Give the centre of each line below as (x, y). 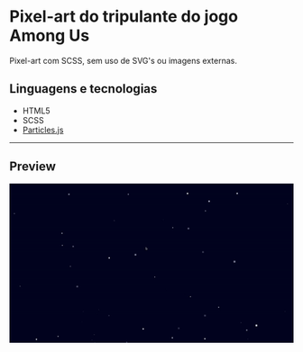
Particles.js (43, 130)
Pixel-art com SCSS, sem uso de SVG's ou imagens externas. (123, 60)
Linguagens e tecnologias (83, 89)
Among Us (50, 36)
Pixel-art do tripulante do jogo (124, 17)
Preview (33, 167)
